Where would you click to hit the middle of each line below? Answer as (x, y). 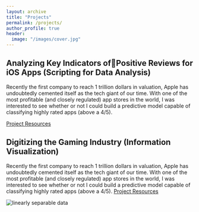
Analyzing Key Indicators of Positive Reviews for (99, 63)
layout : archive (26, 12)
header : (16, 34)
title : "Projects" (29, 17)
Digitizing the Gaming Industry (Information (89, 142)
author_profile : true (33, 28)
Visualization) (33, 152)
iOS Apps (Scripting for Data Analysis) (79, 73)
